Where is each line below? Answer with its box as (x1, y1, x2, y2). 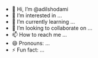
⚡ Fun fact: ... (11, 46, 45, 53)
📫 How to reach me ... (11, 31, 67, 38)
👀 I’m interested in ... (11, 12, 62, 19)
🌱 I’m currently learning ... (11, 18, 75, 25)
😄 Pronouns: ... (11, 40, 50, 47)
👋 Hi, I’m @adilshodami (11, 6, 68, 12)
